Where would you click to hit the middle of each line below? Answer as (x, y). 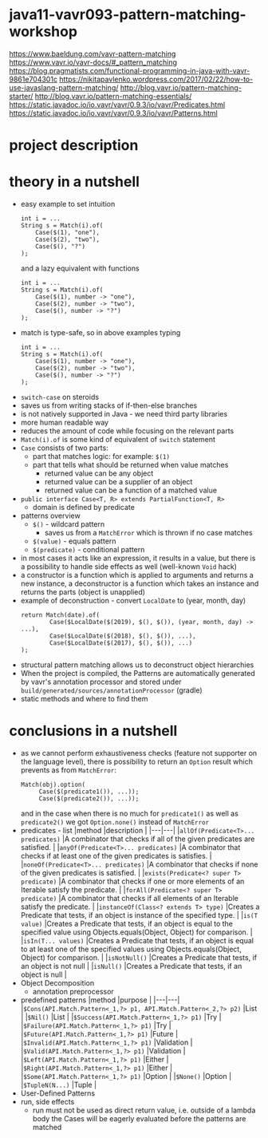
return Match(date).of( (60, 615)
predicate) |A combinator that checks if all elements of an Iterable (129, 898)
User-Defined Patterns (57, 1093)
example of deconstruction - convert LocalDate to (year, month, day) (133, 601)
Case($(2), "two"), (68, 240)
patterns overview (50, 516)
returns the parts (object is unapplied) (83, 592)
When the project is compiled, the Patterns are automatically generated (138, 674)
